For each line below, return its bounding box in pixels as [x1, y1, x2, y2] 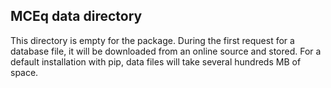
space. [10, 66, 39, 78]
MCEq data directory [10, 8, 143, 25]
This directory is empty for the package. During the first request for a [10, 34, 295, 46]
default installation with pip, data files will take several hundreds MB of [10, 55, 302, 68]
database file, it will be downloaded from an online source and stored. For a [10, 45, 322, 57]
